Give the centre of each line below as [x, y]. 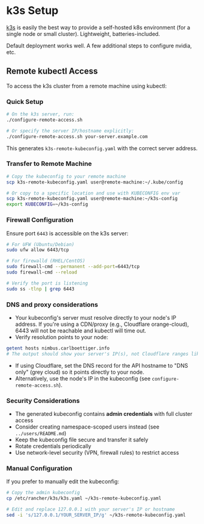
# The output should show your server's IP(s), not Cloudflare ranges [97, 354]
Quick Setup [25, 102]
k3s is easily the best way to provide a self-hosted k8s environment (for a [98, 27]
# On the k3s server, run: [40, 114]
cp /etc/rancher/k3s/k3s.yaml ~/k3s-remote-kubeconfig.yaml [84, 498]
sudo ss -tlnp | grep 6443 [40, 289]
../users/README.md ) [41, 433]
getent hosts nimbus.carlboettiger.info [58, 348]
